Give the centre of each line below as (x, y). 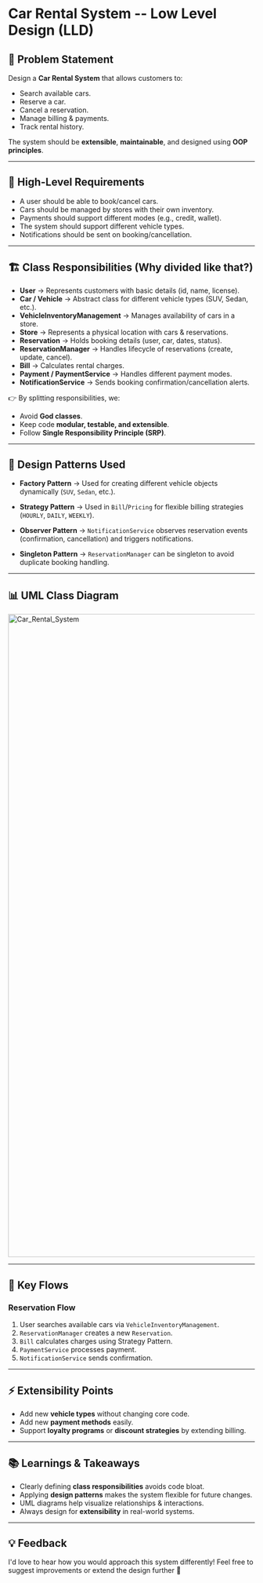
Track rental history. (52, 127)
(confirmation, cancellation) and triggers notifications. (106, 539)
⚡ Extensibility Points (61, 1391)
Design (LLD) (51, 30)
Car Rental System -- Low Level (113, 14)
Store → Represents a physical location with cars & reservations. (124, 332)
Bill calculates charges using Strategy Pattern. (96, 1341)
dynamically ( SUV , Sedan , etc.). (67, 492)
